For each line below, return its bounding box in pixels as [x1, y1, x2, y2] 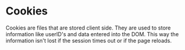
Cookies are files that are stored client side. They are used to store [5, 24, 171, 31]
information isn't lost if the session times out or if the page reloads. [5, 37, 172, 44]
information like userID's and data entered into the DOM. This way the [5, 30, 179, 37]
